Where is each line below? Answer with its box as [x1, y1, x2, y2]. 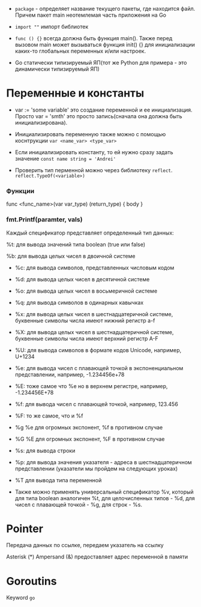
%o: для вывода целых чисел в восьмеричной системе [14, 287, 158, 295]
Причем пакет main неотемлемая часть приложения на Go [14, 11, 167, 19]
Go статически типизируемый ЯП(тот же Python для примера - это [14, 59, 187, 66]
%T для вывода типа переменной [14, 476, 102, 483]
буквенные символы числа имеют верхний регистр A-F [14, 335, 159, 342]
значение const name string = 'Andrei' [14, 155, 116, 162]
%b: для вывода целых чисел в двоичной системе [6, 252, 136, 260]
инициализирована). [14, 119, 68, 126]
